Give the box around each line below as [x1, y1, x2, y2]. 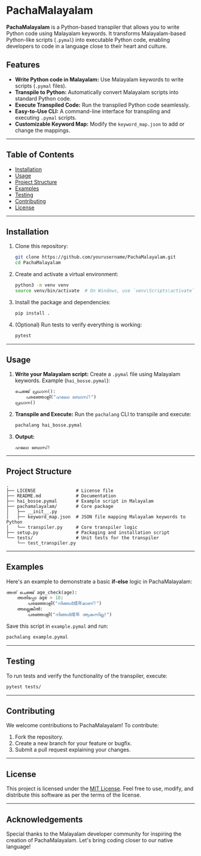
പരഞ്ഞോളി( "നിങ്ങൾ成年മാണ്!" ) [28, 600, 102, 607]
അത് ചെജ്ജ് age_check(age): [6, 589, 78, 595]
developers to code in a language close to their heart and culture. [6, 43, 167, 50]
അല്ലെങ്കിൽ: [17, 606, 43, 612]
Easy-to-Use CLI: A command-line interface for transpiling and [14, 107, 170, 114]
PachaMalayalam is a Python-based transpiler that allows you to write [6, 23, 179, 31]
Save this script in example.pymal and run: [6, 622, 109, 630]
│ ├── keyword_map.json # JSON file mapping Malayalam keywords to [6, 513, 186, 520]
